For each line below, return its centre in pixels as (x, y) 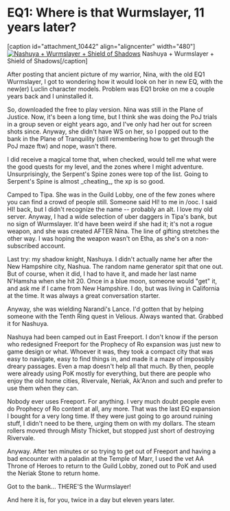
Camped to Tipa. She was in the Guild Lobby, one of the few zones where (111, 195)
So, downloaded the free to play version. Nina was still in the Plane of (105, 109)
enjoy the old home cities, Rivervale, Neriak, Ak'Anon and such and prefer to (115, 380)
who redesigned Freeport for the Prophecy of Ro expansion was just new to (114, 344)
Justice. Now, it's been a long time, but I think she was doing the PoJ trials (112, 117)
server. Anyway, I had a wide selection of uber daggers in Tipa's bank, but (112, 216)
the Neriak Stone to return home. (54, 473)
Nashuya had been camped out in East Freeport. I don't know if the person (113, 337)
